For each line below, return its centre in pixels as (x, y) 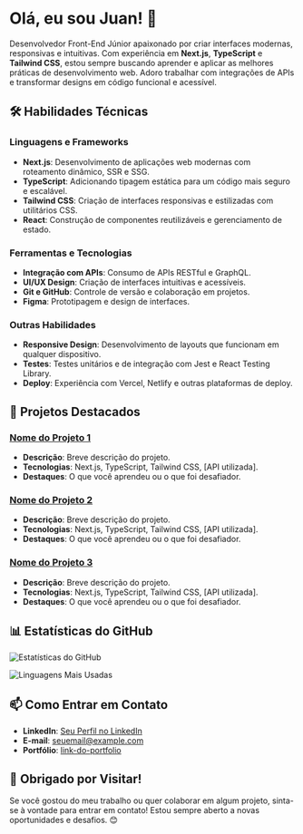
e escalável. (45, 190)
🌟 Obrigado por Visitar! (76, 779)
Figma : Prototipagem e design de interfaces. (106, 301)
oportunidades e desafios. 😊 (64, 819)
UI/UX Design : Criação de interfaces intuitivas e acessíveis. (134, 282)
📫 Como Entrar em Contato (89, 705)
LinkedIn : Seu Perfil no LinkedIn (82, 731)
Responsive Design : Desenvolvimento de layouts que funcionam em (151, 344)
